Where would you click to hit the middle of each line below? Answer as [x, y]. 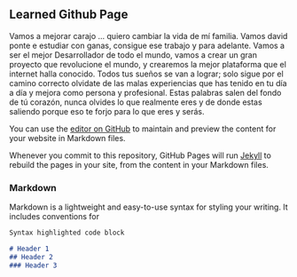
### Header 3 [33, 265]
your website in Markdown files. [67, 138]
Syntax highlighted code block [67, 233]
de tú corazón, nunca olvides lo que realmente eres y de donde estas [136, 102]
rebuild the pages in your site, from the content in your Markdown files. [139, 164]
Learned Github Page [69, 15]
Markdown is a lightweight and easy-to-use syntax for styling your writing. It [148, 207]
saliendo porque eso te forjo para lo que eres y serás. [107, 111]
